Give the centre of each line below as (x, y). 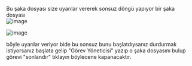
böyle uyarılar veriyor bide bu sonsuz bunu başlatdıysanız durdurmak (92, 44)
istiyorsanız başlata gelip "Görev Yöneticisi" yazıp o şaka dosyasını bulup (96, 51)
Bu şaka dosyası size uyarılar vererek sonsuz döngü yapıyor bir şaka (91, 9)
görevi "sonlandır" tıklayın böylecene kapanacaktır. (69, 57)
